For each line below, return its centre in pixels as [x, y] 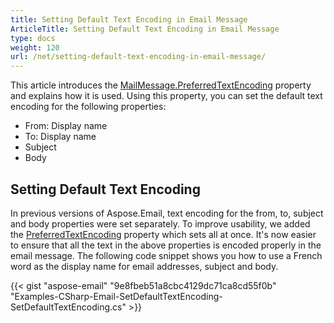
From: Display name [66, 126]
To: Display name [60, 137]
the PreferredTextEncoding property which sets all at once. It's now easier [163, 234]
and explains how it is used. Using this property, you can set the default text [166, 96]
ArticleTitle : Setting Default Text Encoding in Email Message [145, 29]
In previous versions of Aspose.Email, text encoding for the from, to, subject [167, 213]
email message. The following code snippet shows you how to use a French [166, 255]
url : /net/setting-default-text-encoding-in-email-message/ [138, 57]
